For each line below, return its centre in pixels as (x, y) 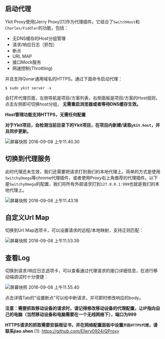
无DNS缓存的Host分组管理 (39, 38)
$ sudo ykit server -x (28, 88)
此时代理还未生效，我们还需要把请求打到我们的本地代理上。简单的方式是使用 (83, 171)
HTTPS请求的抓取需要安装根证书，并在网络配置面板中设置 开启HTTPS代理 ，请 (81, 325)
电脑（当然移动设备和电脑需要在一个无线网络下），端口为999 (75, 314)
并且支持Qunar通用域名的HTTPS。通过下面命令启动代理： (64, 78)
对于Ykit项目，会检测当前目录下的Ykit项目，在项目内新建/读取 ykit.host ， (81, 125)
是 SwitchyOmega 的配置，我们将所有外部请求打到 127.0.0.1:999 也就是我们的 (80, 184)
